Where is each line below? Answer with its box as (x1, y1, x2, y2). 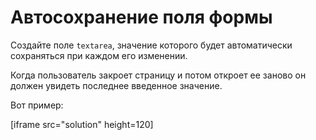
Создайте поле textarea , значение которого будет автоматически (10, 39, 293, 51)
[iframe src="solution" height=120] (10, 118, 154, 130)
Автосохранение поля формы (10, 6, 273, 29)
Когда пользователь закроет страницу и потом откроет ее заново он (10, 69, 307, 81)
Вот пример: (10, 99, 64, 111)
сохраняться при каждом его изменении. (10, 49, 188, 61)
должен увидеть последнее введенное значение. (10, 79, 223, 91)
